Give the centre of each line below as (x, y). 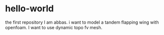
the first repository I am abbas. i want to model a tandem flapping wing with (82, 22)
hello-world (30, 9)
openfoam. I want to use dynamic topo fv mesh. (54, 27)
